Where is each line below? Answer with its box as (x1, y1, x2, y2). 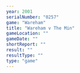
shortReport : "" (6, 42, 46, 48)
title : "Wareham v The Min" (6, 25, 75, 31)
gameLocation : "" (6, 31, 49, 36)
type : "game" (6, 58, 38, 64)
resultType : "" (6, 52, 44, 58)
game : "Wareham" (6, 19, 46, 25)
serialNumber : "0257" (6, 14, 59, 20)
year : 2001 (6, 8, 33, 15)
